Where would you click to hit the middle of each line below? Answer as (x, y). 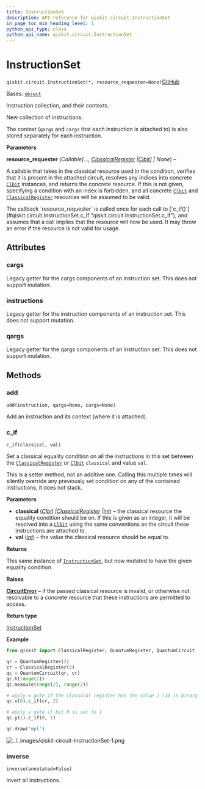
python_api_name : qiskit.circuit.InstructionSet (69, 35)
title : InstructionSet (35, 12)
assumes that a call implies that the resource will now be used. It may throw (101, 222)
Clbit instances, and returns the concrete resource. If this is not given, (95, 184)
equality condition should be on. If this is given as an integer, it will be (103, 518)
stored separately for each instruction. (54, 136)
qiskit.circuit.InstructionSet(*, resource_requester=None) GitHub (93, 82)
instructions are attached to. (51, 531)
